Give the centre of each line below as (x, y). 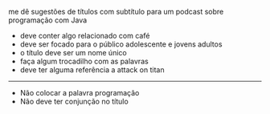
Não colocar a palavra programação (80, 93)
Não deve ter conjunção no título (74, 101)
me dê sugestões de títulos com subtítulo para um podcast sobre (116, 12)
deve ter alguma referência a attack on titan (92, 70)
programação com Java (48, 20)
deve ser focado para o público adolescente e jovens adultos (121, 44)
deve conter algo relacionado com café (85, 36)
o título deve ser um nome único (73, 53)
